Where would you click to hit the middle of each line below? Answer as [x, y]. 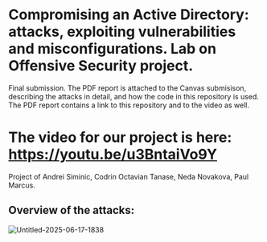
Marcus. [22, 185]
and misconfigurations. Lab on [113, 49]
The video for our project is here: [120, 137]
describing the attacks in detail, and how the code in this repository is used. [134, 96]
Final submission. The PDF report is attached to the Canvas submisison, [127, 88]
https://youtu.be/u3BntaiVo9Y [113, 155]
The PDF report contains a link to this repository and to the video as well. [129, 105]
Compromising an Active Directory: [129, 15]
